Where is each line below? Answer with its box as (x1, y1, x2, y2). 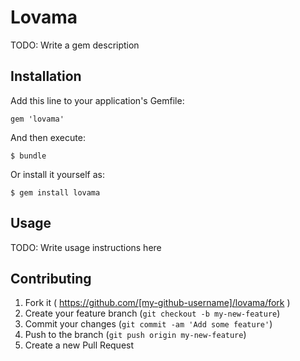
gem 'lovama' (10, 114, 65, 124)
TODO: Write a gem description (10, 39, 140, 51)
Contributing (10, 270, 92, 287)
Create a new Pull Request (24, 339, 135, 351)
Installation (10, 68, 82, 85)
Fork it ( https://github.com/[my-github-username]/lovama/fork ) (24, 297, 291, 309)
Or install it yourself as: (10, 168, 105, 180)
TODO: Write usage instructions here (10, 241, 162, 253)
